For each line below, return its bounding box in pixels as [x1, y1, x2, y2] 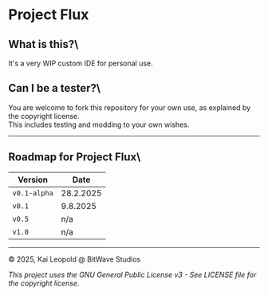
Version [17, 174, 48, 185]
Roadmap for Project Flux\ [8, 150, 141, 164]
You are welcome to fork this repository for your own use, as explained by [8, 102, 251, 112]
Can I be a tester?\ [8, 81, 101, 95]
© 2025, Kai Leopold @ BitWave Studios [8, 254, 141, 264]
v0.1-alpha [12, 188, 53, 197]
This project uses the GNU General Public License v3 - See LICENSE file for [8, 270, 257, 279]
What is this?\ [8, 37, 79, 51]
